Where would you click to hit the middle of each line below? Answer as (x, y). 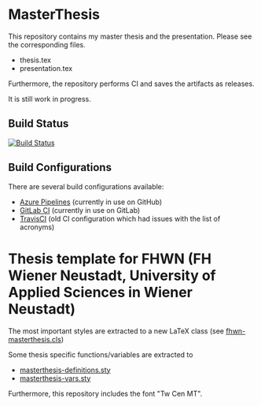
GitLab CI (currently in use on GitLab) (80, 210)
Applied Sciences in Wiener (100, 292)
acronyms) (37, 227)
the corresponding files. (47, 44)
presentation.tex (46, 68)
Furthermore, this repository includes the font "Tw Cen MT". (105, 393)
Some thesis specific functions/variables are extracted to (101, 354)
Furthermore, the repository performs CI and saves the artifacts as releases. (131, 84)
